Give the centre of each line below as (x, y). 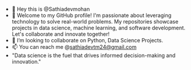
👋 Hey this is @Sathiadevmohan (51, 9)
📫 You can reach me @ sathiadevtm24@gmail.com (74, 47)
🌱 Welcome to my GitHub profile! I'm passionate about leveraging (92, 15)
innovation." (26, 61)
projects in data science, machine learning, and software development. (98, 28)
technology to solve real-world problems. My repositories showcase (95, 21)
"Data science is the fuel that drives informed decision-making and (94, 55)
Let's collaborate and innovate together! (61, 34)
